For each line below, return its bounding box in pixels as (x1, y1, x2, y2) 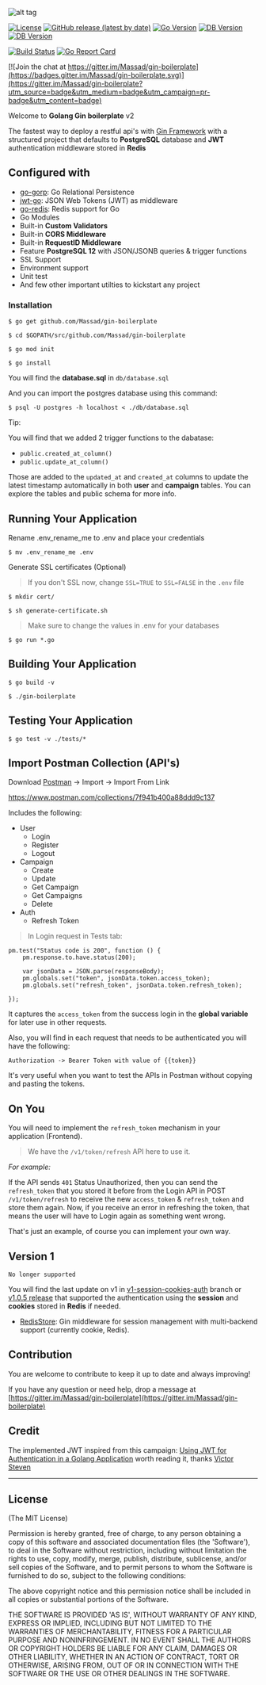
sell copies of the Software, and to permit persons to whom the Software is (8, 1562, 253, 1572)
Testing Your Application (8, 714, 133, 728)
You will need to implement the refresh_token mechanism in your (8, 1123, 221, 1133)
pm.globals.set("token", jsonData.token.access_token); (22, 975, 211, 983)
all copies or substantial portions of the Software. (8, 1595, 169, 1604)
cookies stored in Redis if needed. (8, 1301, 121, 1311)
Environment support (19, 262, 89, 273)
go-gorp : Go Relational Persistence (19, 187, 135, 197)
